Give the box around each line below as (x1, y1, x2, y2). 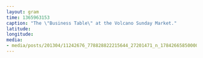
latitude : (6, 25, 31, 32)
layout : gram (6, 8, 39, 15)
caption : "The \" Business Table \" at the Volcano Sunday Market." (6, 20, 177, 26)
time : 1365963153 (6, 14, 50, 21)
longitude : (6, 31, 34, 37)
